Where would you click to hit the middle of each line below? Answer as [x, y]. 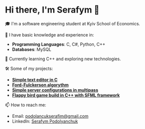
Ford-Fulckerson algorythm [40, 85]
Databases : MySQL [32, 49]
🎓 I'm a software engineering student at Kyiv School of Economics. [72, 23]
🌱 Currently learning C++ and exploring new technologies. [63, 59]
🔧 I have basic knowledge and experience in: [50, 35]
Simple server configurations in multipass [55, 90]
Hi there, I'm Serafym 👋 [52, 10]
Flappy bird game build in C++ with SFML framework [66, 95]
